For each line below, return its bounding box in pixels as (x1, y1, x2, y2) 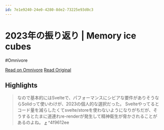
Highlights (5, 81, 38, 89)
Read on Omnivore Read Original (5, 67, 71, 73)
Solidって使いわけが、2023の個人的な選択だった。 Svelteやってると (21, 101, 160, 107)
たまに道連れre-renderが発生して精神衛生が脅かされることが (34, 113, 158, 119)
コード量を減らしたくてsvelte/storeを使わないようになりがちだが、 (17, 107, 154, 113)
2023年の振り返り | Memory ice (5, 30, 136, 41)
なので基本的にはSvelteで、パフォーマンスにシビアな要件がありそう (17, 95, 155, 101)
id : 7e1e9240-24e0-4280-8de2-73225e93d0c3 (5, 7, 94, 12)
